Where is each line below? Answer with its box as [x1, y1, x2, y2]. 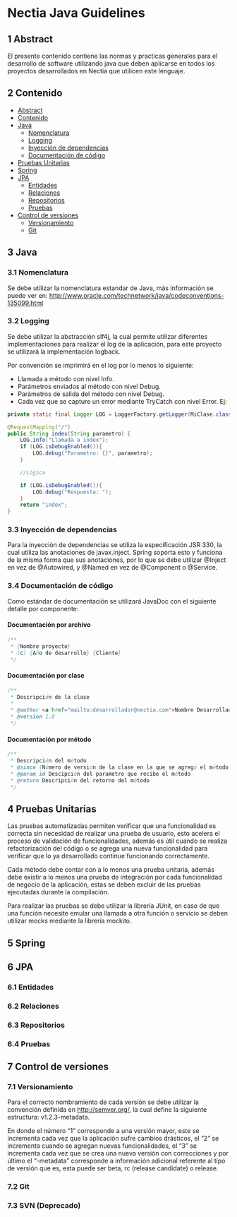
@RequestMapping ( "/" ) [7, 424, 71, 431]
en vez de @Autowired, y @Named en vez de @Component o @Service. [7, 563, 218, 572]
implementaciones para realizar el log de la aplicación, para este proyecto [7, 340, 222, 348]
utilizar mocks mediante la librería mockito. [7, 916, 132, 925]
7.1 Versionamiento [7, 1081, 73, 1091]
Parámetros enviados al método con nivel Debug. [17, 382, 161, 390]
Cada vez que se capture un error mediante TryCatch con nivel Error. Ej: [17, 397, 227, 405]
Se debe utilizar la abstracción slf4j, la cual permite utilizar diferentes [7, 332, 208, 340]
